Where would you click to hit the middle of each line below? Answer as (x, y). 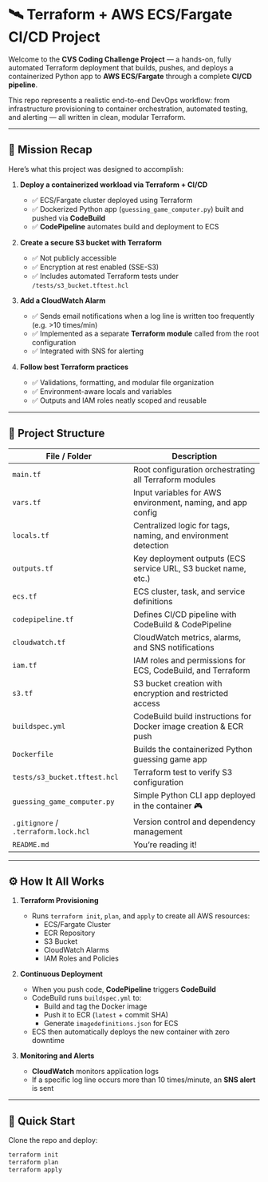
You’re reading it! (165, 845)
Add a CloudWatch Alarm (63, 300)
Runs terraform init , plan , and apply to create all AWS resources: (141, 916)
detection (151, 545)
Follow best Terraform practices (74, 367)
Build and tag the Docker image (95, 1006)
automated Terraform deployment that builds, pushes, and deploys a (121, 67)
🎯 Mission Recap (51, 150)
